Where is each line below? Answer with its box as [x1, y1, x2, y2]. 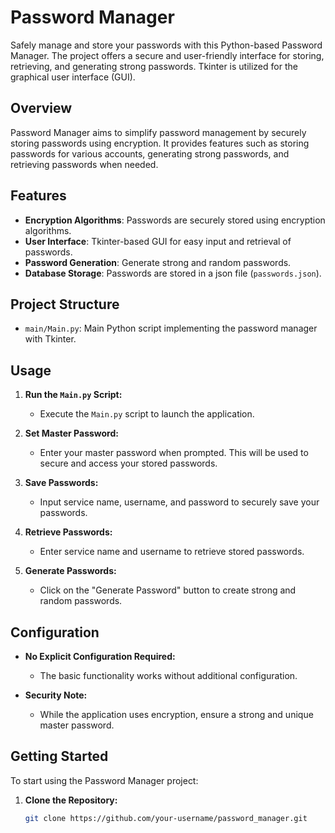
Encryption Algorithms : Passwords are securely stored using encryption [24, 214, 326, 226]
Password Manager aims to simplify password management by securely [10, 126, 307, 138]
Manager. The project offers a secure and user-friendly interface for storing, [10, 49, 325, 61]
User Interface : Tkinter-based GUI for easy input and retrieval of [24, 235, 292, 247]
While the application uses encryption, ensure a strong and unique [39, 709, 314, 720]
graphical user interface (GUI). [10, 71, 136, 83]
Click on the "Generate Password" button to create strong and [39, 584, 297, 596]
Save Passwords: [24, 477, 99, 489]
